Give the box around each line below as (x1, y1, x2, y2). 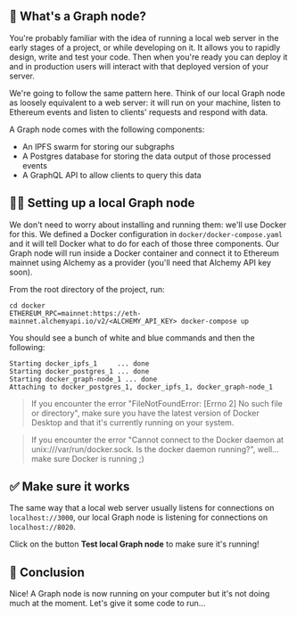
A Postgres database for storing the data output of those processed (21, 151, 272, 161)
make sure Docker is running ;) (30, 453, 144, 464)
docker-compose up (180, 317, 250, 325)
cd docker (9, 300, 46, 310)
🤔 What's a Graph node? (9, 9, 147, 24)
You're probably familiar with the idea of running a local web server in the (9, 32, 279, 43)
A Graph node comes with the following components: (9, 124, 205, 135)
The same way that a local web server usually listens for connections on (9, 503, 275, 514)
